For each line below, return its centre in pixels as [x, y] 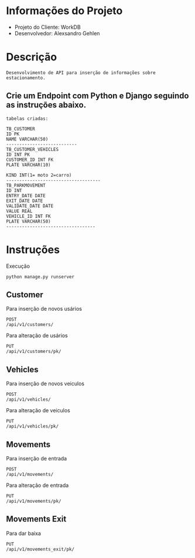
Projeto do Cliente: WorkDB [47, 27]
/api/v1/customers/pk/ [34, 352]
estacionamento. [26, 78]
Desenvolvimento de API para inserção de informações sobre [81, 73]
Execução [18, 266]
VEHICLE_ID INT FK [28, 216]
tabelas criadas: [27, 119]
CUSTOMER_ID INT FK [30, 160]
